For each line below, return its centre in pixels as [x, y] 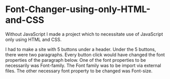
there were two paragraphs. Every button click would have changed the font [85, 55]
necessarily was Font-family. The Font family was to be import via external [83, 65]
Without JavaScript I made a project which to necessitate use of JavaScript [84, 34]
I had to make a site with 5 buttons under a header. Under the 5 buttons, [81, 49]
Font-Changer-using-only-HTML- [78, 9]
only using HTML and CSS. [34, 39]
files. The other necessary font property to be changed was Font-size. [79, 71]
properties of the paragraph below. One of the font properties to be [76, 60]
